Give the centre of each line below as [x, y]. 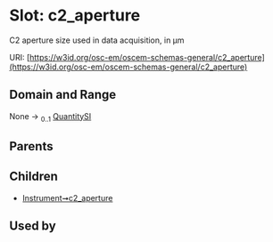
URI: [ [20, 57]
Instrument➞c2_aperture [67, 198]
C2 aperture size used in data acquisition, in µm [97, 40]
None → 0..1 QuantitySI [50, 117]
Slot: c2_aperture [75, 16]
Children [33, 177]
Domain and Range [63, 95]
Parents [31, 146]
